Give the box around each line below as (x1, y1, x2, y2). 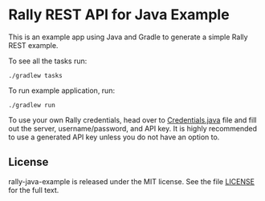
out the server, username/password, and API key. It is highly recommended (8, 123, 258, 133)
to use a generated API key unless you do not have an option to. (8, 132, 220, 142)
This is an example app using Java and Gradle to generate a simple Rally (8, 32, 248, 42)
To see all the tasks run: (8, 56, 88, 66)
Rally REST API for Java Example (8, 6, 230, 24)
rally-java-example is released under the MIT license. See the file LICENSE (8, 176, 255, 186)
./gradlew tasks (8, 71, 63, 79)
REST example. (8, 40, 59, 50)
